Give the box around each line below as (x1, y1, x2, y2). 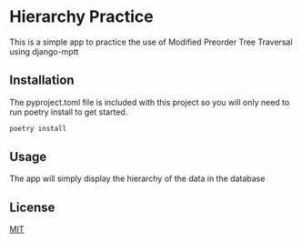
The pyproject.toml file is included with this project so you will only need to (9, 96, 290, 107)
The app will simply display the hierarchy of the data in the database (9, 173, 266, 184)
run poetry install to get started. (9, 106, 128, 117)
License (9, 199, 55, 215)
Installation (9, 73, 75, 88)
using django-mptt (9, 46, 79, 56)
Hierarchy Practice (9, 6, 154, 27)
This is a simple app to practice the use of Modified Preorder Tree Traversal (9, 36, 293, 47)
